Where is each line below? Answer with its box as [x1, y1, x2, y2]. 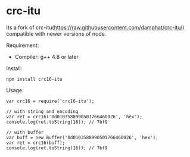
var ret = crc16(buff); [6, 140, 66, 146]
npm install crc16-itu [6, 76, 63, 82]
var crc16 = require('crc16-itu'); [6, 98, 95, 104]
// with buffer [6, 129, 44, 135]
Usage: [6, 86, 24, 93]
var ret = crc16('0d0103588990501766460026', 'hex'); [6, 114, 143, 120]
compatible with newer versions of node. [6, 30, 107, 37]
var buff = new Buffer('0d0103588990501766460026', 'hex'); [6, 134, 159, 140]
